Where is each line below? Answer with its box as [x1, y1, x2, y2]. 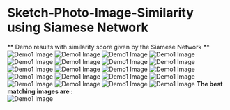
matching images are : [7, 87, 73, 95]
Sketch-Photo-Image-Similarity [7, 5, 194, 21]
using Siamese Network [7, 19, 148, 36]
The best [196, 79, 223, 88]
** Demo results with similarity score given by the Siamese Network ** [7, 42, 210, 51]
